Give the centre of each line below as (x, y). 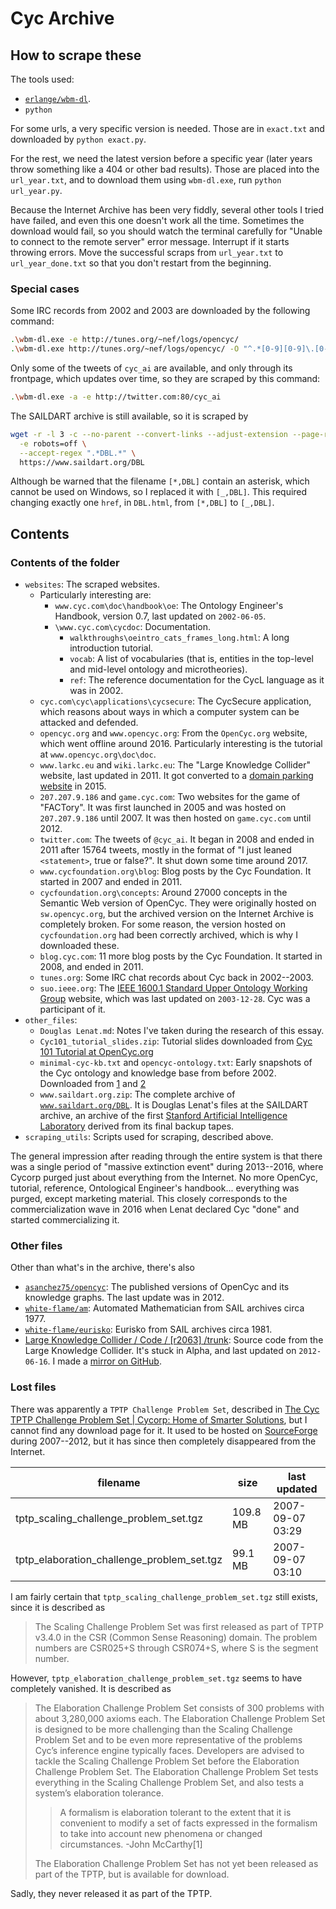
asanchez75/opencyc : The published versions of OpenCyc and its (157, 1287)
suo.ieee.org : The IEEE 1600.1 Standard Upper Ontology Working (173, 988)
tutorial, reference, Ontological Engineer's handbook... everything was (155, 1188)
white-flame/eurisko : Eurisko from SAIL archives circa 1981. (148, 1329)
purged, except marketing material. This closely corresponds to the (149, 1199)
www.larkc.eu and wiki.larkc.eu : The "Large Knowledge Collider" (175, 765)
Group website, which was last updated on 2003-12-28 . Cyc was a (175, 999)
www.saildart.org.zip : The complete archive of (137, 1094)
